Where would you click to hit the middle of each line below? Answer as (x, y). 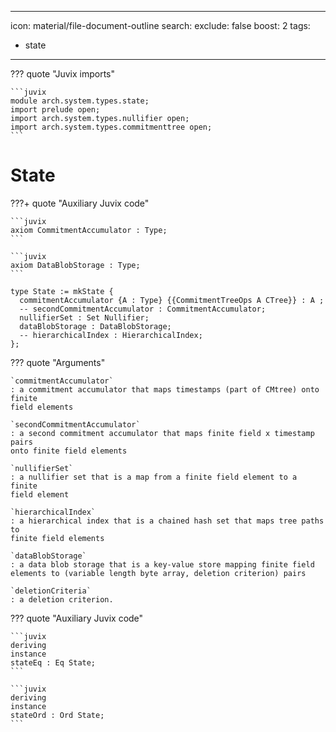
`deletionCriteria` (51, 591)
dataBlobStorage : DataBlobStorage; (95, 326)
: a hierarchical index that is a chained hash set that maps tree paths (167, 521)
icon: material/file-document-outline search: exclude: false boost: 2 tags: (160, 25)
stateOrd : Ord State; (57, 715)
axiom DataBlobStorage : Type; (75, 265)
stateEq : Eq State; (53, 662)
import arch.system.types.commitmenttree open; (111, 127)
